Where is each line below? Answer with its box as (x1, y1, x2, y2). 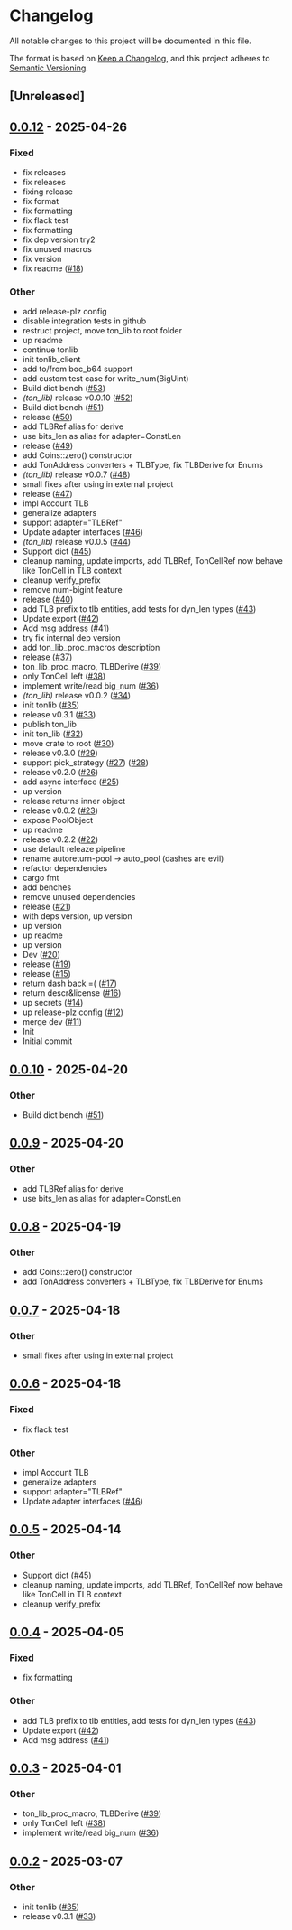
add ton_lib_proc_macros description (22, 642, 160, 653)
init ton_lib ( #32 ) (22, 728, 84, 739)
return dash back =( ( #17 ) (22, 978, 117, 989)
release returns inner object (22, 796, 126, 807)
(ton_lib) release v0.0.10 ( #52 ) (22, 392, 133, 403)
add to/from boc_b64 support (22, 363, 133, 375)
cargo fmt (22, 873, 59, 884)
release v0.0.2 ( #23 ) (22, 805, 99, 816)
